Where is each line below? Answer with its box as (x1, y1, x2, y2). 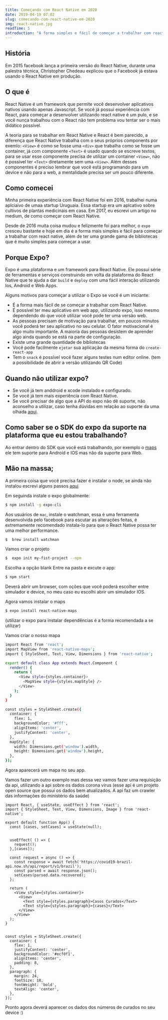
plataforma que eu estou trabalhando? (5, 431, 127, 440)
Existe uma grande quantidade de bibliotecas (12, 339, 106, 345)
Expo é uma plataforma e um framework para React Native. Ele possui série (5, 267, 161, 273)
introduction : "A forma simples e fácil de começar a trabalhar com (5, 31, 151, 36)
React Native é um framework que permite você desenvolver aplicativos (5, 101, 154, 107)
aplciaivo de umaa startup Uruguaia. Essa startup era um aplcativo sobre (5, 202, 155, 209)
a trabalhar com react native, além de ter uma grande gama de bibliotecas (5, 234, 157, 240)
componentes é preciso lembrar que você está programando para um (5, 164, 149, 170)
